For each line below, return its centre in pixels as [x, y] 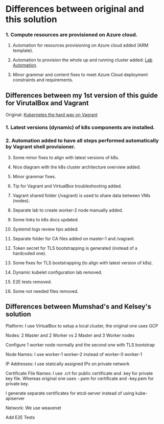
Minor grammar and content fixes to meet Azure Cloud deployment [80, 75]
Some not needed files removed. [46, 291]
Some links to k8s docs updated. [46, 219]
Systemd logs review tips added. [46, 229]
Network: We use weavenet [34, 408]
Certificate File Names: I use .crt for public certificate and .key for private [79, 374]
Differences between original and [75, 9]
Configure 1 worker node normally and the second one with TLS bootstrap [80, 345]
